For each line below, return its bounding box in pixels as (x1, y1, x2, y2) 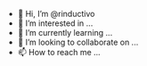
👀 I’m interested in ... (17, 18, 94, 29)
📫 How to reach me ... (17, 47, 101, 57)
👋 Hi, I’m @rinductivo (17, 9, 95, 19)
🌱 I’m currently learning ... (17, 28, 113, 37)
